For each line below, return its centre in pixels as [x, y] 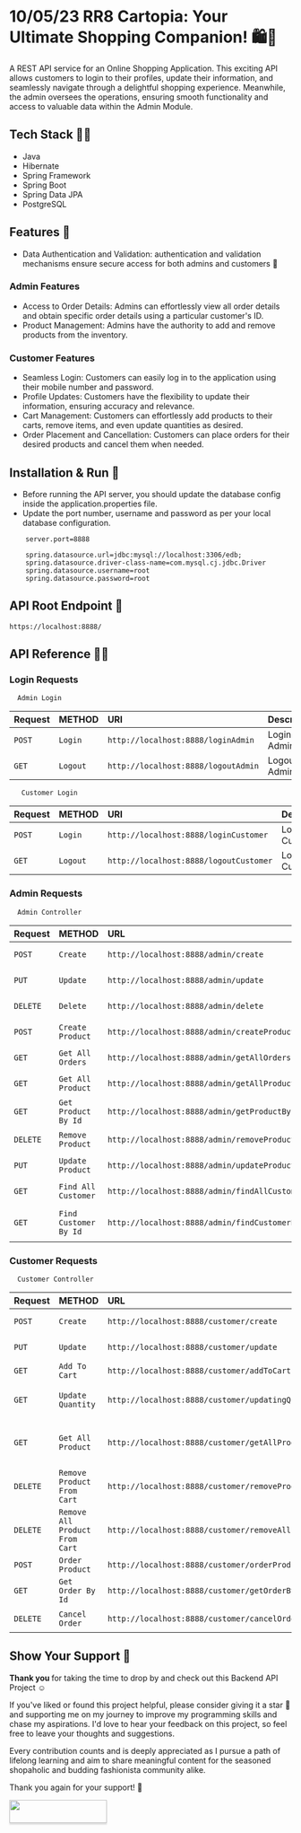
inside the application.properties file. [90, 504]
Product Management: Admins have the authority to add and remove [149, 325]
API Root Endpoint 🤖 [66, 606]
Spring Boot [44, 185]
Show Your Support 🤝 [70, 1657]
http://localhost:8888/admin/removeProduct [201, 1139]
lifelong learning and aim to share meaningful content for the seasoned [140, 1760]
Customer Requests [54, 1260]
